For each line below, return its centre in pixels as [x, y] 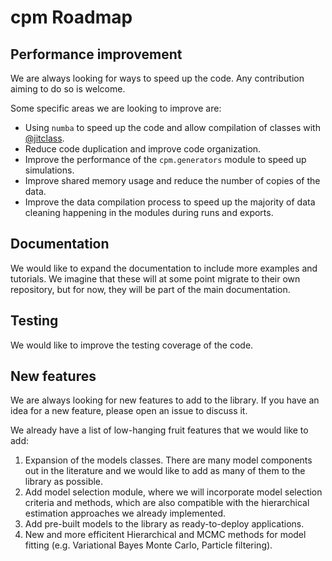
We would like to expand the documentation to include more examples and [164, 268]
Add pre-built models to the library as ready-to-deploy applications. [164, 524]
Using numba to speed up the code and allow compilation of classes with [172, 127]
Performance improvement [96, 54]
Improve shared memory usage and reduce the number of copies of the [172, 180]
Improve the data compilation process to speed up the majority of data [170, 202]
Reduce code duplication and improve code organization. [143, 149]
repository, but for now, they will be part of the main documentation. [150, 289]
